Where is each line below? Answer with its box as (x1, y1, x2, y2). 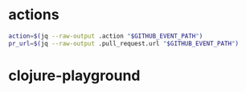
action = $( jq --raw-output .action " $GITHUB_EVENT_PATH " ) (8, 32, 203, 40)
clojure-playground (8, 66, 141, 85)
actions (8, 6, 59, 24)
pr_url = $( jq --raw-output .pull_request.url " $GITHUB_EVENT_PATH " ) (8, 39, 240, 47)
